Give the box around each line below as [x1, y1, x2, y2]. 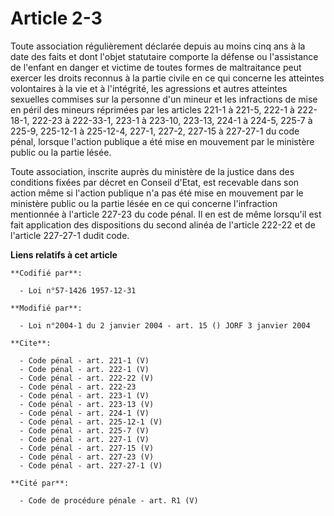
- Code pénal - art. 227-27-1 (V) [19, 460, 163, 471]
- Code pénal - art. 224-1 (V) [19, 408, 150, 418]
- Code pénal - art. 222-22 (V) [19, 373, 155, 383]
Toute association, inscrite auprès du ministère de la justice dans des [10, 165, 295, 177]
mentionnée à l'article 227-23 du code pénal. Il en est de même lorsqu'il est [10, 208, 322, 220]
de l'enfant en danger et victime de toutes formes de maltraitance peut [10, 61, 302, 73]
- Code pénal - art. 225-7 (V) [19, 425, 150, 436]
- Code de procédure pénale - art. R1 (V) [19, 495, 199, 506]
